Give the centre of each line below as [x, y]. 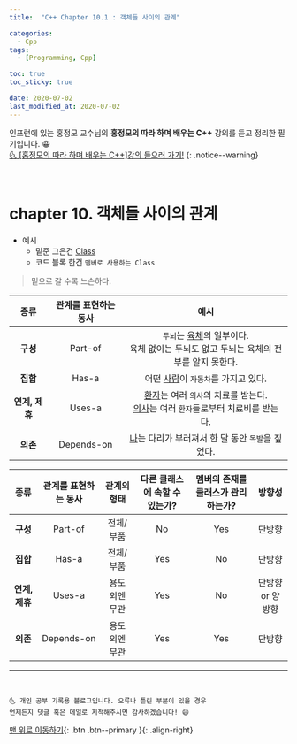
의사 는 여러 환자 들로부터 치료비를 [197, 408]
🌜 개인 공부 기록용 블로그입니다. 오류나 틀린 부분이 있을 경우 [108, 701]
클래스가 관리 [221, 492]
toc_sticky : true [41, 82]
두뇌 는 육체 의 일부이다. [206, 335]
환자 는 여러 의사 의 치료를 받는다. [206, 395]
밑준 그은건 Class [65, 251]
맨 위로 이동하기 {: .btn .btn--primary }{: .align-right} [101, 730]
